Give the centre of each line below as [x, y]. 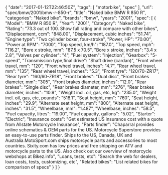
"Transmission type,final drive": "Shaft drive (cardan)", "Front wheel [92, 60]
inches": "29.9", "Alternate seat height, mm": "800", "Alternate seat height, [82, 103]
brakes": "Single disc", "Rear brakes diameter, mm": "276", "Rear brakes [80, 87]
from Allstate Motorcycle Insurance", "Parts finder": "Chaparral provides [80, 124]
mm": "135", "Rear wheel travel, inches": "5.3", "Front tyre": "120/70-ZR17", [82, 71]
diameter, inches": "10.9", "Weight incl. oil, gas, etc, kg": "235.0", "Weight [81, 93]
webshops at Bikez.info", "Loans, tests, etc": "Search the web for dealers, [81, 156]
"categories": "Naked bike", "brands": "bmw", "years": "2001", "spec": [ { [81, 18]
